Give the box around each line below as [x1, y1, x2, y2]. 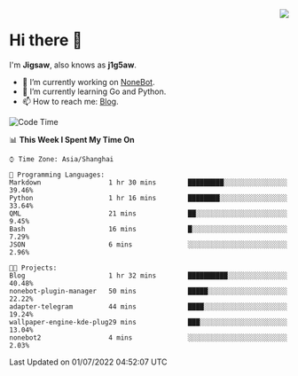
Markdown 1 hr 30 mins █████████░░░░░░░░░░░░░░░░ [9, 177, 288, 187]
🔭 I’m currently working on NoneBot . [21, 76, 155, 87]
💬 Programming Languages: [9, 170, 105, 179]
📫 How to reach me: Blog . [21, 96, 119, 106]
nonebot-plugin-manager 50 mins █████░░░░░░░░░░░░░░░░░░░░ [9, 286, 288, 295]
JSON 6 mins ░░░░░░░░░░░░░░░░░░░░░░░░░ [9, 239, 288, 249]
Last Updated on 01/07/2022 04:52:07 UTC [9, 356, 168, 367]
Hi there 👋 [9, 30, 82, 51]
